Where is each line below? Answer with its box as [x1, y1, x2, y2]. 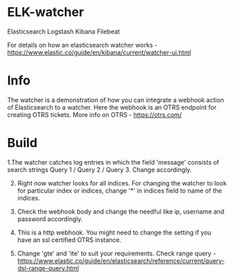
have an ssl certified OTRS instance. [17, 235, 122, 244]
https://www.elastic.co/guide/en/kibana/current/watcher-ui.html [7, 48, 192, 56]
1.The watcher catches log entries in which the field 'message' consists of [7, 158, 219, 166]
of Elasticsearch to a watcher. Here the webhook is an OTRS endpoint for [7, 103, 217, 112]
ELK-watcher [7, 4, 84, 20]
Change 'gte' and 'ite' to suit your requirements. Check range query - [17, 249, 217, 257]
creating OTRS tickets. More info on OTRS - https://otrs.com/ [7, 110, 182, 119]
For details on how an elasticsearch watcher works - [7, 40, 158, 49]
